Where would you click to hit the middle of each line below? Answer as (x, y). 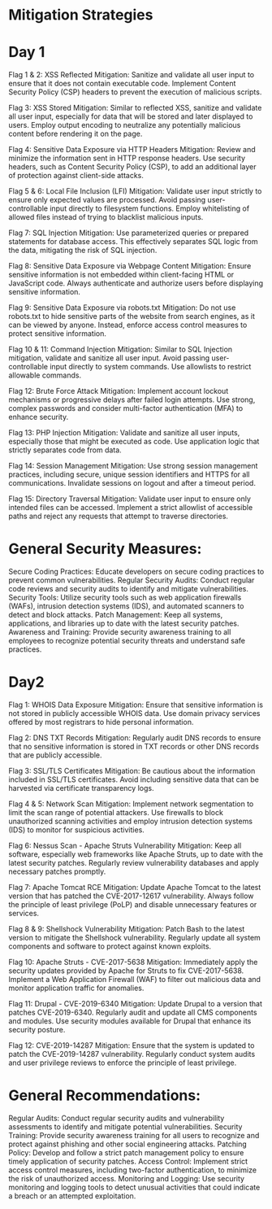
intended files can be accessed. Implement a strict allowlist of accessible (131, 508)
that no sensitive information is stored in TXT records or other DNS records (134, 746)
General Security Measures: (105, 549)
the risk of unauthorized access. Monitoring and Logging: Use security (127, 1178)
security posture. (37, 1030)
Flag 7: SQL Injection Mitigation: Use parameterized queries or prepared (129, 233)
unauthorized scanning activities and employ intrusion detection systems (131, 821)
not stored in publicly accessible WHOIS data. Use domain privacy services (134, 713)
